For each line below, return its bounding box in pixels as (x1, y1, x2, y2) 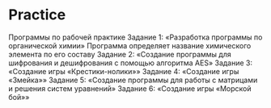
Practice (8, 6, 66, 24)
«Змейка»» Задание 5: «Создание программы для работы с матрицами (8, 75, 258, 85)
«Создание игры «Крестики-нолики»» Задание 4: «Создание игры (8, 66, 239, 76)
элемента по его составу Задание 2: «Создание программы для (8, 49, 232, 59)
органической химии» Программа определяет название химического (8, 40, 252, 50)
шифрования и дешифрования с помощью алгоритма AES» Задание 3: (8, 58, 253, 68)
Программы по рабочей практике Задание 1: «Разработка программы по (8, 32, 263, 42)
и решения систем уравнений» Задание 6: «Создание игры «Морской (8, 83, 252, 93)
